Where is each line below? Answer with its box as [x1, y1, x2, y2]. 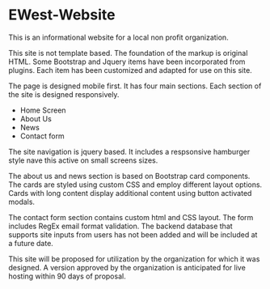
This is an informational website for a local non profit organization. [8, 32, 229, 42]
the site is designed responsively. [8, 89, 120, 99]
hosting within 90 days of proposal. [8, 271, 127, 281]
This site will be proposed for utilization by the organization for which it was [8, 253, 260, 264]
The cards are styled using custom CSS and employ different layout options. [8, 180, 263, 189]
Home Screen [19, 105, 66, 115]
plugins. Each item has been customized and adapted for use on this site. [8, 65, 252, 74]
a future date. [8, 238, 54, 248]
